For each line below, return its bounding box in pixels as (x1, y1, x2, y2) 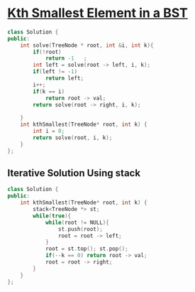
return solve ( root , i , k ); (33, 134, 113, 141)
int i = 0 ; (33, 128, 65, 135)
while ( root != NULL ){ (45, 219, 110, 226)
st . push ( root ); (57, 225, 103, 232)
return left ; (45, 75, 84, 82)
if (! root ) (33, 48, 62, 55)
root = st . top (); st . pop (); (45, 245, 129, 253)
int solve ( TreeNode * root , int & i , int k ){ (20, 41, 154, 49)
